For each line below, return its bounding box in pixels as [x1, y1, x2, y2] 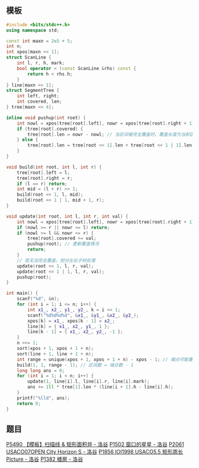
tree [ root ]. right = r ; [17, 175, 73, 181]
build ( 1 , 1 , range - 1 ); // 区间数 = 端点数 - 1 [17, 362, 134, 368]
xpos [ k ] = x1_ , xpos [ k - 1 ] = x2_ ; [27, 318, 115, 324]
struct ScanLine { [6, 55, 52, 61]
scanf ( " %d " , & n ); [17, 296, 60, 302]
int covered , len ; [17, 98, 62, 105]
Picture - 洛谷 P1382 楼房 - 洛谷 [6, 456, 84, 463]
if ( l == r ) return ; [17, 180, 68, 187]
